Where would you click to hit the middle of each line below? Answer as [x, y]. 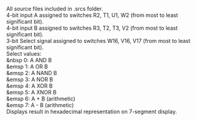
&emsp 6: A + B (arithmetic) [41, 99]
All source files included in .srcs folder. [55, 9]
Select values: [24, 54]
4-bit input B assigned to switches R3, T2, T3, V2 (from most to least [92, 28]
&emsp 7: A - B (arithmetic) [40, 105]
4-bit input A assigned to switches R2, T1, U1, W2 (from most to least [92, 15]
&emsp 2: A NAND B [32, 73]
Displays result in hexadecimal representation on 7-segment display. [92, 112]
